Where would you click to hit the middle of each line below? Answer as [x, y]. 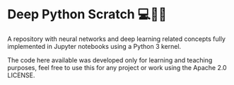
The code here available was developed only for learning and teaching [110, 60]
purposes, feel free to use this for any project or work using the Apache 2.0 [117, 67]
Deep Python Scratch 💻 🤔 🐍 [87, 15]
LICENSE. [21, 75]
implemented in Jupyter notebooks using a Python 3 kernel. [94, 46]
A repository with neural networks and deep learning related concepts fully [117, 39]
